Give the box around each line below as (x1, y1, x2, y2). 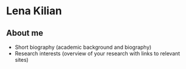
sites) (14, 57, 29, 63)
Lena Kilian (6, 4, 62, 18)
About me (6, 28, 43, 38)
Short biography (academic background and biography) (14, 43, 152, 51)
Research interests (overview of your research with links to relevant (14, 50, 180, 57)
